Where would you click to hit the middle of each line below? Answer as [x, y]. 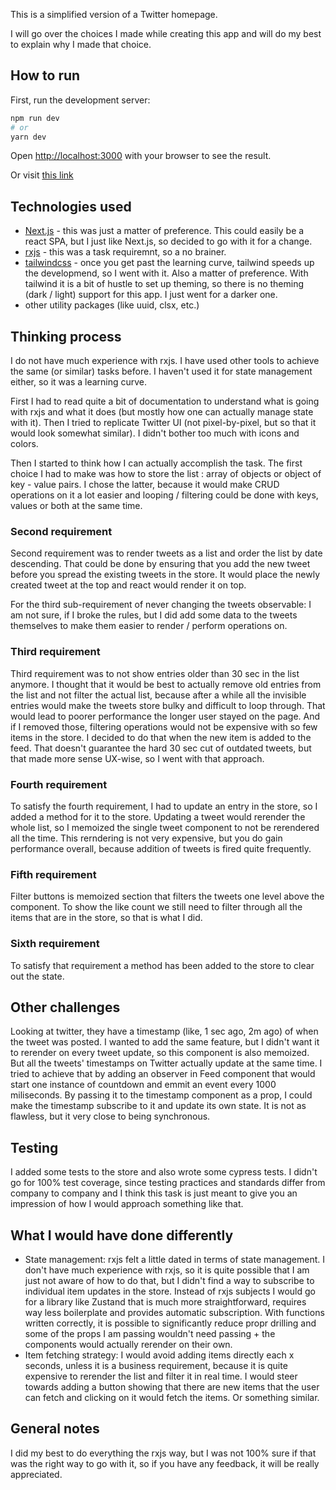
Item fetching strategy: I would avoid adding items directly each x [159, 1355]
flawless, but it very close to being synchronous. [110, 1116]
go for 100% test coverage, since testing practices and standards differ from [168, 1183]
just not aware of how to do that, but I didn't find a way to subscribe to [169, 1280]
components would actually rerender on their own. [128, 1344]
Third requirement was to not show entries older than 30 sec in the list [155, 673]
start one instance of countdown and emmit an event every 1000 [143, 1085]
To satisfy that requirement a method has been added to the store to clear [162, 965]
